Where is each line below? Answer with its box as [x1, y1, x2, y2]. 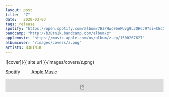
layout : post [5, 7, 33, 13]
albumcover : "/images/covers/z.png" [5, 40, 82, 45]
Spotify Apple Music [5, 69, 57, 75]
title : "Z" [5, 12, 30, 17]
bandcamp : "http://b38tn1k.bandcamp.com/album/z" [5, 31, 112, 36]
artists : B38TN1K [5, 45, 42, 50]
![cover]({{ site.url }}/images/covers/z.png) [5, 59, 95, 65]
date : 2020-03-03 [5, 17, 46, 22]
